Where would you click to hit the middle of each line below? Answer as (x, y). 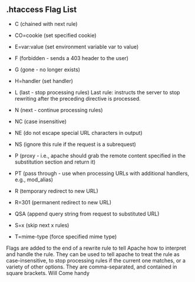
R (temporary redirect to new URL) (56, 191)
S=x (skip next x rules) (42, 225)
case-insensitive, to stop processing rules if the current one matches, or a (96, 260)
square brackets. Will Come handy (48, 273)
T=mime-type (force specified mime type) (66, 236)
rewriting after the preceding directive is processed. (78, 98)
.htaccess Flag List (42, 10)
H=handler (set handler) (44, 81)
